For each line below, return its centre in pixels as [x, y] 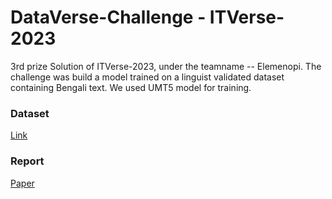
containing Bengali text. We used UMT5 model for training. [131, 87]
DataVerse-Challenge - [108, 17]
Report [27, 161]
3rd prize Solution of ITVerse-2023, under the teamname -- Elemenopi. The [166, 66]
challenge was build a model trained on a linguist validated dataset [147, 77]
